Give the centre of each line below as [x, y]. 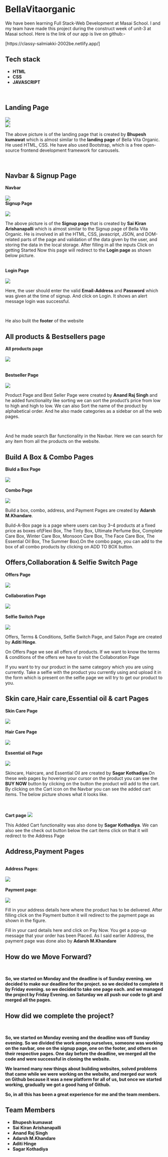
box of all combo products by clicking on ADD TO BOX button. [69, 547]
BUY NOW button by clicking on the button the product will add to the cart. [82, 783]
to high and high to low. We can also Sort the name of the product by [76, 406]
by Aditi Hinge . [21, 642]
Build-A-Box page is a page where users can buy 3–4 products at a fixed [80, 525]
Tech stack [23, 60]
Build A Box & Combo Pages [49, 457]
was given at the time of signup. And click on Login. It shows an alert [76, 296]
